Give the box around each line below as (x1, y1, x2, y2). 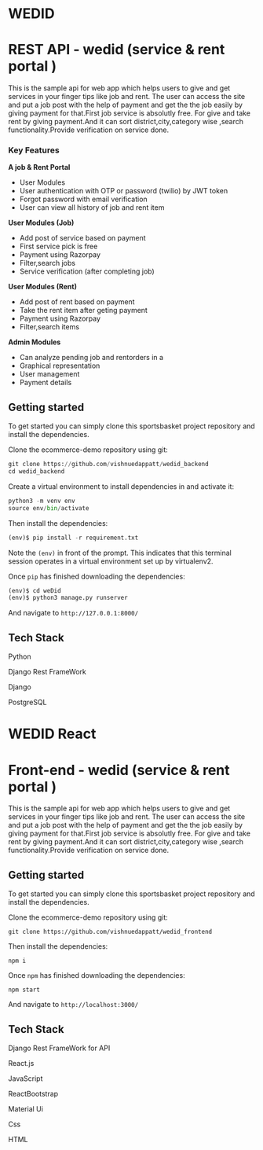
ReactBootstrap (8, 1089, 59, 1098)
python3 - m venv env (8, 497, 76, 505)
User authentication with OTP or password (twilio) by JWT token (19, 186, 228, 196)
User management (19, 369, 80, 379)
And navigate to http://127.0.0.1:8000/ (8, 608, 139, 618)
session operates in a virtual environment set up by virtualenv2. (8, 556, 214, 566)
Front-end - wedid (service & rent (8, 761, 230, 779)
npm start (8, 986, 41, 994)
